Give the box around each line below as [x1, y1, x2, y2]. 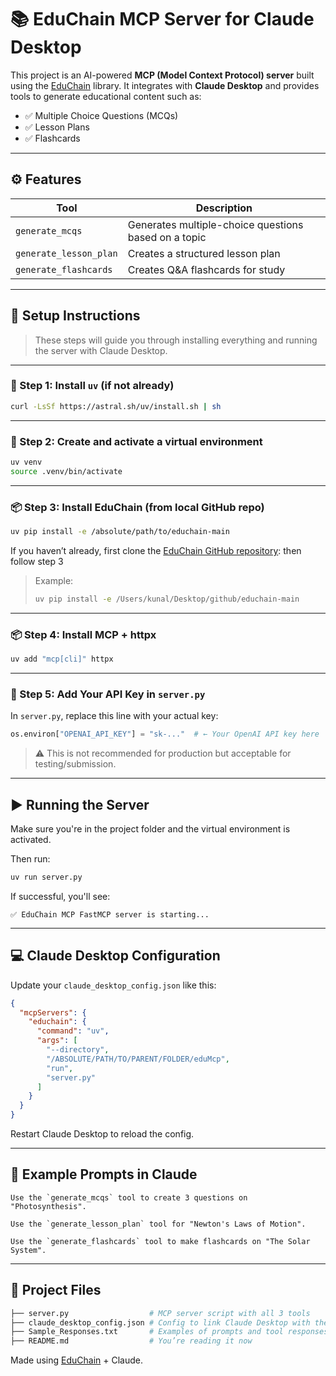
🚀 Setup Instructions [10, 307, 141, 325]
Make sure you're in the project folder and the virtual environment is [10, 822, 291, 835]
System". [10, 1245, 47, 1255]
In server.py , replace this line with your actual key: [10, 710, 219, 722]
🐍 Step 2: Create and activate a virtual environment [10, 434, 263, 448]
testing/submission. [34, 758, 117, 770]
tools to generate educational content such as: [10, 90, 202, 102]
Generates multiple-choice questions [127, 217, 304, 231]
